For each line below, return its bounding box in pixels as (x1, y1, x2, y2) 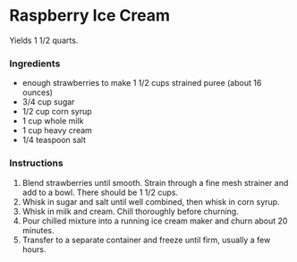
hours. (21, 243, 47, 255)
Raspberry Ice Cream (9, 5, 170, 26)
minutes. (21, 224, 55, 235)
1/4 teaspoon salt (21, 135, 87, 146)
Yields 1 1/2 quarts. (9, 35, 79, 46)
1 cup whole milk (21, 115, 84, 126)
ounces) (21, 87, 54, 98)
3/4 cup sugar (21, 97, 75, 107)
